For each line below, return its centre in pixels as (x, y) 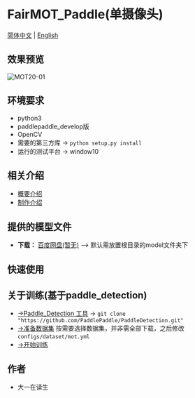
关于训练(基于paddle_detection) (77, 295)
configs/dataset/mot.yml (53, 337)
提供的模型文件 (39, 226)
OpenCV (30, 134)
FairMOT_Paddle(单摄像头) (85, 14)
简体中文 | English (33, 35)
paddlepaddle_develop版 (53, 126)
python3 (29, 118)
